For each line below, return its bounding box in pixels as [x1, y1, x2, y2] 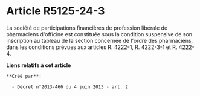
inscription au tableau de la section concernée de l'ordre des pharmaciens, [6, 37, 193, 44]
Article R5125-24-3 [6, 4, 105, 18]
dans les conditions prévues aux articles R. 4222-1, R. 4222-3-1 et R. [6, 43, 178, 51]
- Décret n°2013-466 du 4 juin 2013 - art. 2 [11, 83, 129, 90]
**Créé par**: [6, 73, 42, 79]
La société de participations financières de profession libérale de [6, 24, 168, 31]
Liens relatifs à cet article [6, 62, 71, 69]
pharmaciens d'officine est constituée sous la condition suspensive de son [6, 30, 192, 37]
